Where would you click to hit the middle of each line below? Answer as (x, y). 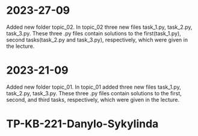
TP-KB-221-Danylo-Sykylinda (82, 124)
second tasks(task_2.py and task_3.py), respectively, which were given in (97, 40)
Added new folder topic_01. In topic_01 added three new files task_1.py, (94, 87)
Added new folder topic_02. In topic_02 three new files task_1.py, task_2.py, (99, 27)
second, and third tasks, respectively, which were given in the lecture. (93, 99)
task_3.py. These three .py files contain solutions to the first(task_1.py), (94, 33)
